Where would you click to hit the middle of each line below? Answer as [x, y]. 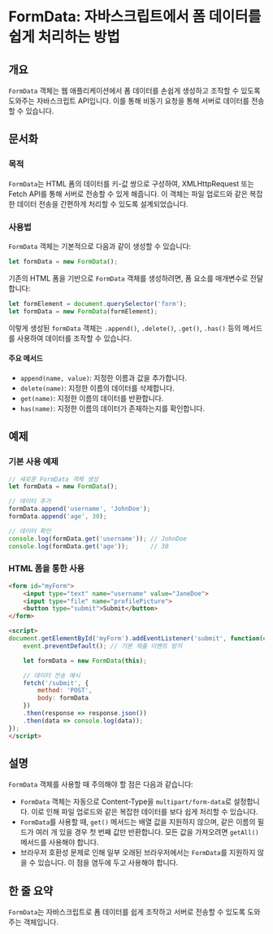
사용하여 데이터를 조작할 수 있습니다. [74, 338]
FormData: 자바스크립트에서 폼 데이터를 [135, 17]
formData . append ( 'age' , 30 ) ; [58, 517]
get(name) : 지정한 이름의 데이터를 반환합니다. [92, 398]
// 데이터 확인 [30, 531]
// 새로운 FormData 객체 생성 [54, 479]
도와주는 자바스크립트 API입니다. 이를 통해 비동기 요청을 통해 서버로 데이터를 [129, 101]
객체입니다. [41, 922]
